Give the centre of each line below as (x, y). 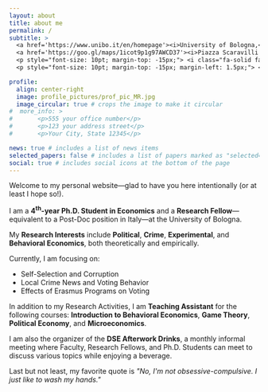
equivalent (26, 219)
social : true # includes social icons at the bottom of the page (119, 163)
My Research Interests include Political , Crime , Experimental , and (119, 235)
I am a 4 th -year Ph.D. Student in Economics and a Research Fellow (121, 210)
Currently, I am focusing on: (54, 259)
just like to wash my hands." (55, 380)
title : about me (36, 23)
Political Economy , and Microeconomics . (78, 323)
